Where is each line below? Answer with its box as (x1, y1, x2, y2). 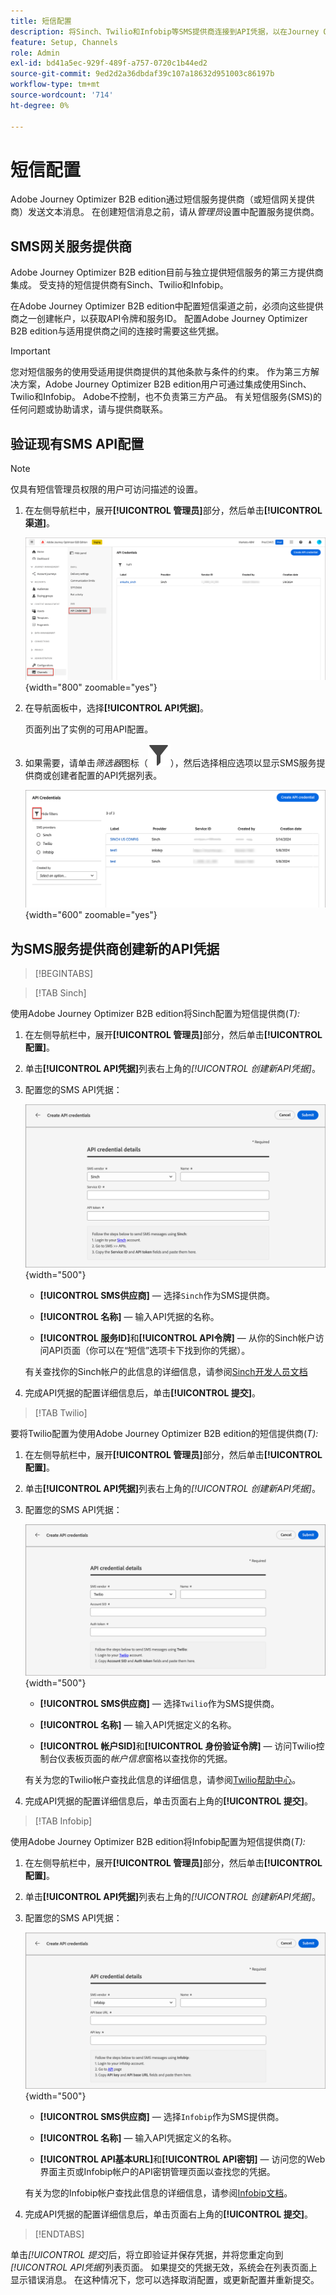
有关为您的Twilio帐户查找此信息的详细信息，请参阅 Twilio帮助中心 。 (24, 1774, 302, 1785)
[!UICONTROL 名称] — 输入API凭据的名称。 (39, 1311, 220, 1323)
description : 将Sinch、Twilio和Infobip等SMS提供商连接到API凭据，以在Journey (10, 26, 320, 37)
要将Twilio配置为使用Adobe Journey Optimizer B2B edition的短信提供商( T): (10, 1428, 319, 1440)
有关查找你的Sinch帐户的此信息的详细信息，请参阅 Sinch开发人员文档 (24, 1366, 308, 1378)
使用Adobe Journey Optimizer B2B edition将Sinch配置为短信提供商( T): (10, 1008, 300, 1020)
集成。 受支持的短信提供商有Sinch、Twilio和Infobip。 (10, 279, 229, 291)
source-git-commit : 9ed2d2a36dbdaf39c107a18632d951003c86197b (10, 69, 275, 79)
